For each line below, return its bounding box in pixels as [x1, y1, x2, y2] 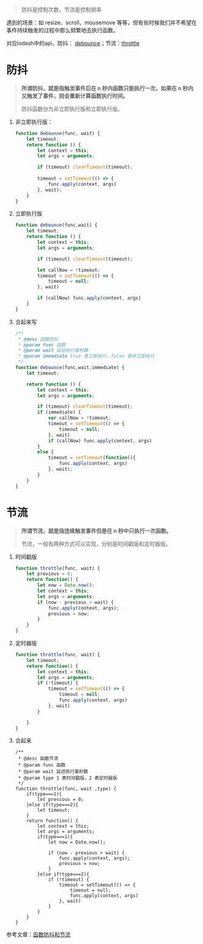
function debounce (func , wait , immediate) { [15, 365, 125, 371]
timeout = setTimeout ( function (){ [48, 455, 136, 461]
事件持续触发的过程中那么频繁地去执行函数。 [6, 27, 119, 34]
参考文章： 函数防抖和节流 [6, 931, 71, 939]
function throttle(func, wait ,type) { [15, 786, 117, 792]
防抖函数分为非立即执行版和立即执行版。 [21, 105, 123, 112]
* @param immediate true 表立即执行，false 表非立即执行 [18, 353, 155, 359]
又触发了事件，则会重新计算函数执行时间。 [21, 92, 129, 100]
